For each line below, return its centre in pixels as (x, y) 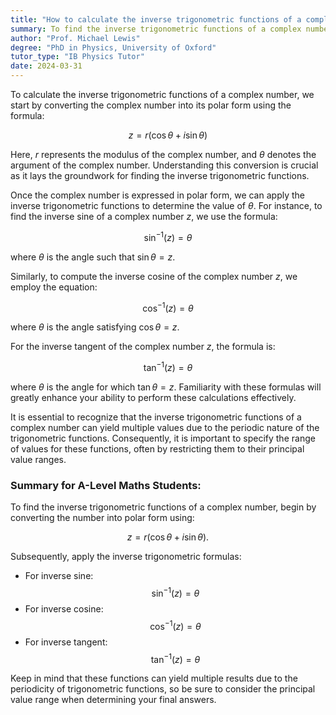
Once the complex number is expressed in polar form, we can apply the (157, 195)
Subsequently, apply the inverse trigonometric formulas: (126, 557)
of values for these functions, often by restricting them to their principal (157, 448)
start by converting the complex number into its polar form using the (151, 105)
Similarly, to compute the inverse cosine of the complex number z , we (154, 276)
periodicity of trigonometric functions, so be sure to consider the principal (163, 689)
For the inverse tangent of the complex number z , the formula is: (143, 347)
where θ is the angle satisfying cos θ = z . (95, 327)
